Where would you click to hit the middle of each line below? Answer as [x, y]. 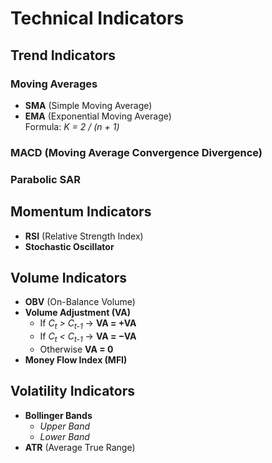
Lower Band [64, 436]
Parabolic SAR [45, 179]
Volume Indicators [69, 277]
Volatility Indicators [73, 391]
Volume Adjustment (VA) [77, 313]
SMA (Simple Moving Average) [88, 105]
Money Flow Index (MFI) [76, 359]
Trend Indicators [63, 55]
